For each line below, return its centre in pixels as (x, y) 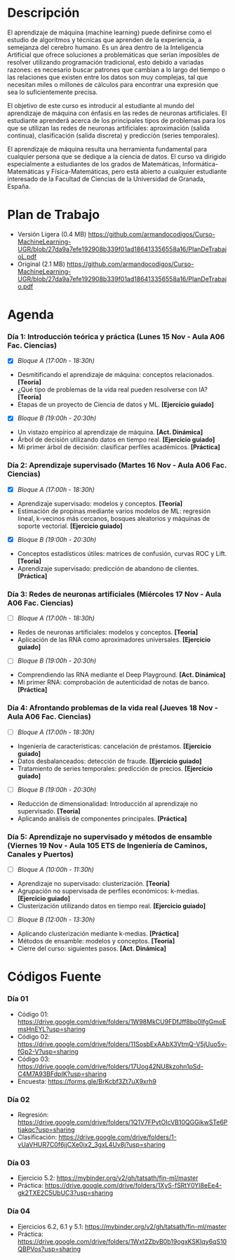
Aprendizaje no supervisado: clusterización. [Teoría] (93, 884)
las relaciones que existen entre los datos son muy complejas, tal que (108, 77)
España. (19, 186)
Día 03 (19, 1162)
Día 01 (18, 999)
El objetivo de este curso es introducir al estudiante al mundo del (101, 105)
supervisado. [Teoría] (49, 811)
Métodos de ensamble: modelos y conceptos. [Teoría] (96, 941)
